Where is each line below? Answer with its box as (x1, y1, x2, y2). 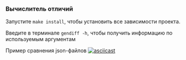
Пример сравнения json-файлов (5, 47, 87, 54)
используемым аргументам (5, 36, 76, 43)
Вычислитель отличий (5, 5, 74, 13)
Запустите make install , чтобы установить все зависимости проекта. (5, 18, 181, 25)
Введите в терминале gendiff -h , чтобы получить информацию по (5, 29, 173, 36)
